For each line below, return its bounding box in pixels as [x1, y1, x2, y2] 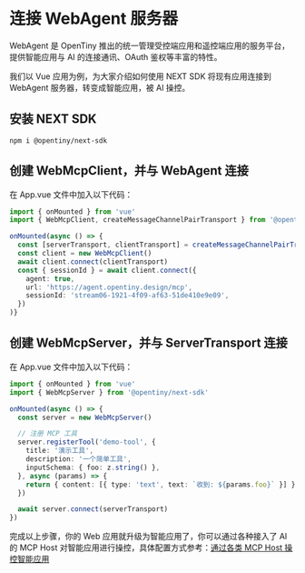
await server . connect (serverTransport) [17, 505, 169, 514]
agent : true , [25, 274, 75, 283]
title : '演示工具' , [25, 447, 93, 456]
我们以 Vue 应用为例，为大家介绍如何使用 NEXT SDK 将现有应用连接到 [9, 70, 272, 82]
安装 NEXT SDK [9, 111, 97, 127]
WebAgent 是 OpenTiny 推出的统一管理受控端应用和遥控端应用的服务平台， [9, 40, 290, 51]
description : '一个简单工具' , [25, 455, 132, 464]
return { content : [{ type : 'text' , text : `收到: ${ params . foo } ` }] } [25, 479, 296, 489]
